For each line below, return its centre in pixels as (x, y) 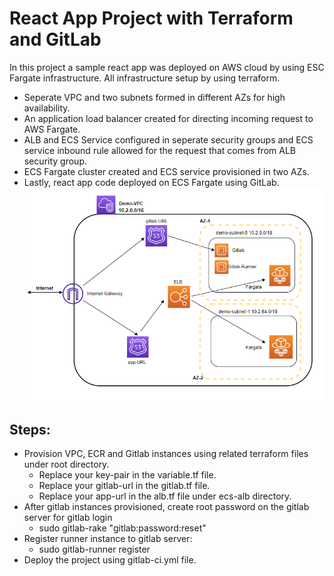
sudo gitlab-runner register (94, 549)
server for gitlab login (68, 517)
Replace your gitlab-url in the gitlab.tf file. (124, 485)
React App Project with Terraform (151, 18)
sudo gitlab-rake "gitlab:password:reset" (122, 528)
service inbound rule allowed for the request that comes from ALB (159, 150)
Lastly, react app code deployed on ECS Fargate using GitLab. (151, 182)
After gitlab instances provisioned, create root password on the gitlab (166, 506)
